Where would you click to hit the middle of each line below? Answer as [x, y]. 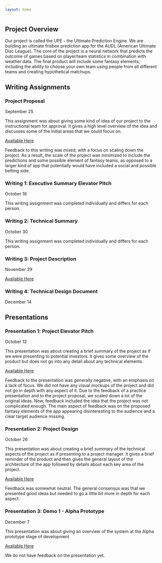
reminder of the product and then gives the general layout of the [69, 459]
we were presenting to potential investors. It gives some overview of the [77, 356]
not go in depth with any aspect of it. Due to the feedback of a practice [76, 391]
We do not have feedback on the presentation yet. [55, 555]
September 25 [19, 112]
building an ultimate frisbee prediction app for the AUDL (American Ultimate [81, 46]
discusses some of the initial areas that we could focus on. [63, 131]
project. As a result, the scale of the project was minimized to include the [78, 155]
